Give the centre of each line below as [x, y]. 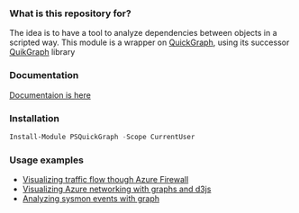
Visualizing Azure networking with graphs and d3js [117, 189]
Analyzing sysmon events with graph [91, 199]
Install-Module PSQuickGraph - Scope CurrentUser [102, 137]
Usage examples [46, 160]
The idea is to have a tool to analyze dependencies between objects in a [143, 33]
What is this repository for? [71, 13]
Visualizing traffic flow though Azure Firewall [105, 180]
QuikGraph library [42, 52]
